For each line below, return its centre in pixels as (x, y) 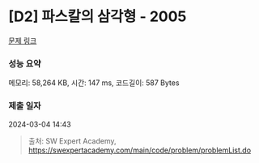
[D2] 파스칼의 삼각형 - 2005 (98, 17)
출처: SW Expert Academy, (72, 141)
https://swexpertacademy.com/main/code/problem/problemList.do (140, 150)
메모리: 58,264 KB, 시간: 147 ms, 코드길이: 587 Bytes (94, 83)
